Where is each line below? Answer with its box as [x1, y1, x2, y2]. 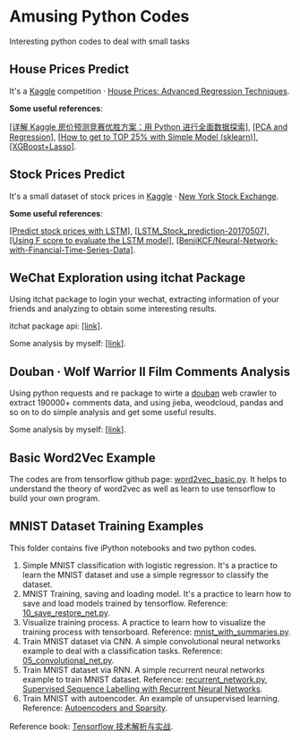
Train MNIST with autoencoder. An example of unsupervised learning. [21, 693, 280, 703]
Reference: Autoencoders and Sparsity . [21, 702, 168, 713]
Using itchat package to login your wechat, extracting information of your [9, 293, 279, 305]
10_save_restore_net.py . [21, 607, 110, 618]
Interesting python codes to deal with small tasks [9, 36, 190, 47]
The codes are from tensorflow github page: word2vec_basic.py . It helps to [9, 474, 287, 484]
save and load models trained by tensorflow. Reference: [21, 598, 228, 608]
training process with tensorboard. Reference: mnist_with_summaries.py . [21, 626, 291, 637]
